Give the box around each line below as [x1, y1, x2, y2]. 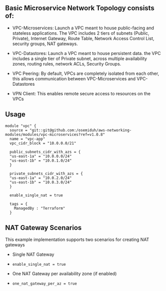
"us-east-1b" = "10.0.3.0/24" [9, 179, 72, 185]
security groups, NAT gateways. [12, 41, 78, 47]
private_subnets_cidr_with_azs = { [9, 171, 83, 176]
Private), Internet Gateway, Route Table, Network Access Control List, [12, 35, 155, 41]
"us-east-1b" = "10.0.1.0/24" [9, 158, 72, 163]
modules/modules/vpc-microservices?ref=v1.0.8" [5, 132, 106, 137]
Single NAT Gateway [12, 251, 55, 257]
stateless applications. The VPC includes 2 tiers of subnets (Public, [12, 30, 150, 36]
